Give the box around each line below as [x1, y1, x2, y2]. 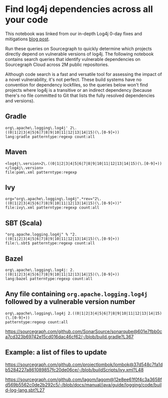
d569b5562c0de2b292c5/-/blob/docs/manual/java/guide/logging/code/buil [5, 382, 162, 388]
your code [5, 14, 48, 25]
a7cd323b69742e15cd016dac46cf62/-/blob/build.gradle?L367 [5, 334, 134, 340]
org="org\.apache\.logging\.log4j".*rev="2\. [5, 196, 101, 202]
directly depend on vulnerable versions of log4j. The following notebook [5, 51, 154, 57]
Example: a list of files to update [5, 348, 107, 357]
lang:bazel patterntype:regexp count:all [5, 276, 93, 281]
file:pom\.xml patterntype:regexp [5, 170, 77, 175]
